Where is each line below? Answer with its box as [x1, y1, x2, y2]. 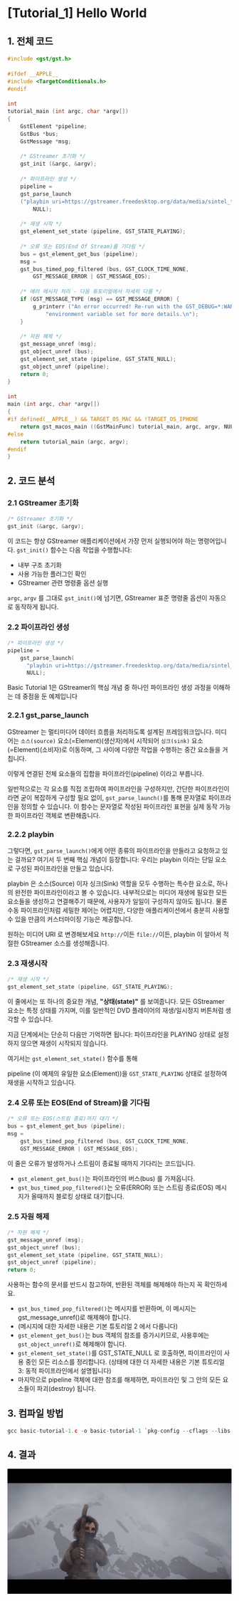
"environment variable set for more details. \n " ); [45, 310, 199, 317]
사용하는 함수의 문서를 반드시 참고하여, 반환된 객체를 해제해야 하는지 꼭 [7, 1280, 203, 1289]
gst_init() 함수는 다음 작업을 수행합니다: [16, 545, 132, 554]
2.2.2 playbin [7, 829, 55, 839]
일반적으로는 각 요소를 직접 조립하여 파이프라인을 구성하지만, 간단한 [7, 784, 193, 793]
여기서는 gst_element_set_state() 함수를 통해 [7, 1054, 138, 1062]
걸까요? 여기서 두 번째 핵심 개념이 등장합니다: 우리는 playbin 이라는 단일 [14, 855, 213, 864]
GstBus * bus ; [20, 130, 59, 137]
